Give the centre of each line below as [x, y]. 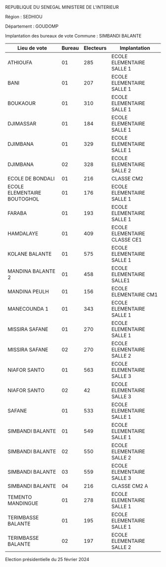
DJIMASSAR [22, 124]
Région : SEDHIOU [24, 17]
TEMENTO [20, 497]
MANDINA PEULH [28, 292]
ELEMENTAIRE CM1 [135, 295]
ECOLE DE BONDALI [31, 179]
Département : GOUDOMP [32, 26]
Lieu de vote [32, 48]
